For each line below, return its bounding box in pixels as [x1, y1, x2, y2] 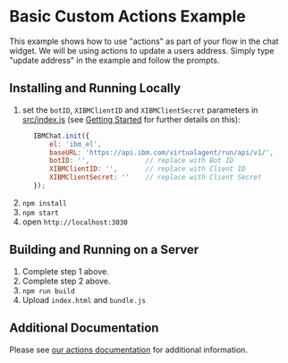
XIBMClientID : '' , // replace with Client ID [48, 165, 246, 173]
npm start [21, 208, 60, 217]
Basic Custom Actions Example [9, 6, 246, 27]
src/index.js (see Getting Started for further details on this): [21, 114, 241, 124]
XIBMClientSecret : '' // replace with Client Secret [48, 173, 262, 182]
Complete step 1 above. [21, 266, 109, 276]
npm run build [21, 286, 75, 296]
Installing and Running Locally [9, 80, 182, 96]
